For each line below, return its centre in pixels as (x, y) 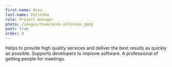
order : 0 (15, 33)
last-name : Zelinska (27, 15)
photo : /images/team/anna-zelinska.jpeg (49, 24)
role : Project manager (30, 19)
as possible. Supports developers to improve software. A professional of (82, 53)
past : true (17, 29)
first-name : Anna (24, 10)
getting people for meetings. (35, 59)
